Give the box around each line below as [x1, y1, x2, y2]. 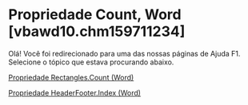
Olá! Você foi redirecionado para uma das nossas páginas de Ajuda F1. [8, 49, 241, 58]
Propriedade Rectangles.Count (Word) [8, 72, 134, 82]
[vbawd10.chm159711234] [8, 22, 186, 41]
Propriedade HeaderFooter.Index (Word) [8, 87, 142, 97]
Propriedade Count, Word [8, 6, 182, 24]
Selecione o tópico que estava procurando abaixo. [8, 57, 174, 67]
